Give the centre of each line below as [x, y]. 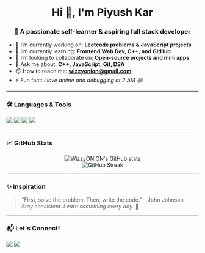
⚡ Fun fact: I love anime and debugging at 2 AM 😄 [79, 80]
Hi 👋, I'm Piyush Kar [103, 13]
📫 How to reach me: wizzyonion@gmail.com [73, 71]
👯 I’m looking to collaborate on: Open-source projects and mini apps [102, 58]
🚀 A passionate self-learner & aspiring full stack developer [103, 32]
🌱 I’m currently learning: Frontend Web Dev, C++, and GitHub [93, 51]
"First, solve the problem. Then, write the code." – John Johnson [103, 200]
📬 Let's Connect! [33, 229]
